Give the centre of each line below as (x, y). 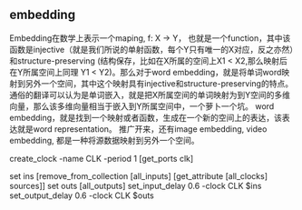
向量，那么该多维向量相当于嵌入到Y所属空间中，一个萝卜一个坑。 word (142, 106)
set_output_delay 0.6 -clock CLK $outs (82, 195)
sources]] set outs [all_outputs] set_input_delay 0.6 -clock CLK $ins (136, 185)
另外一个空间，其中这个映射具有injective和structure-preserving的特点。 (159, 83)
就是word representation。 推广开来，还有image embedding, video (142, 129)
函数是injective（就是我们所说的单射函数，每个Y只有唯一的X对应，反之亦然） (151, 49)
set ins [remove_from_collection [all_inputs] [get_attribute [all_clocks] (139, 175)
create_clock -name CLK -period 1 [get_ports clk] (102, 158)
